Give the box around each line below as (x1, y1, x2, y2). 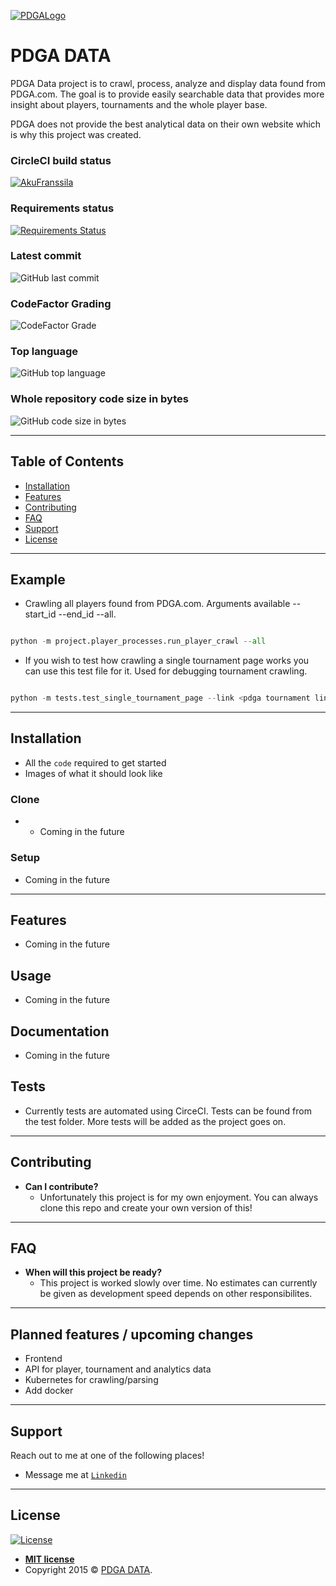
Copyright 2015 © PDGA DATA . (24, 1563, 153, 1575)
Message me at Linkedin (24, 1469, 127, 1480)
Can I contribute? (24, 1180, 99, 1192)
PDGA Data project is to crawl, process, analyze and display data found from (10, 77, 326, 89)
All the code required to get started (24, 756, 167, 769)
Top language (10, 345, 79, 359)
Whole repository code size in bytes (10, 392, 189, 406)
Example (10, 571, 66, 588)
